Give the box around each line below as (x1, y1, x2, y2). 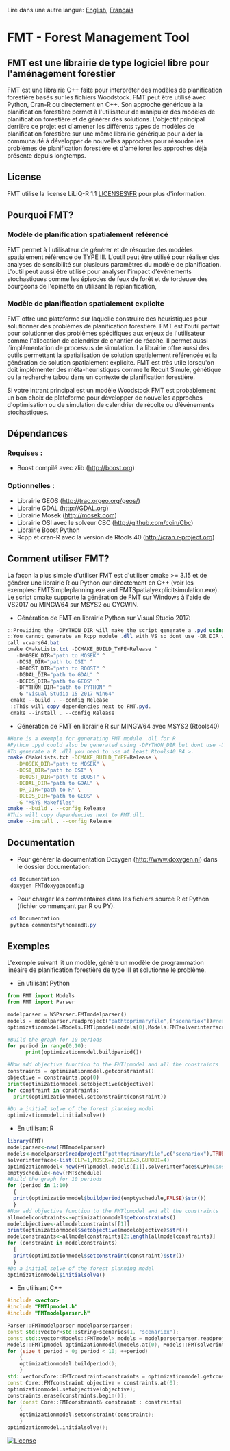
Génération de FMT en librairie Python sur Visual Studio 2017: (16, 613, 191, 622)
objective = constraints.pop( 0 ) (7, 1074, 99, 1081)
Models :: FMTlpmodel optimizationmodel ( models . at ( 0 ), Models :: (7, 1341, 188, 1348)
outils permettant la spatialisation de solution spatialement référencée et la (7, 351, 218, 359)
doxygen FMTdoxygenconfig (10, 882, 84, 889)
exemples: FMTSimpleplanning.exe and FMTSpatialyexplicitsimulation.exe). (7, 585, 219, 594)
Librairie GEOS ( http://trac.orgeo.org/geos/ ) (16, 496, 140, 504)
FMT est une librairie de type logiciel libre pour (7, 57, 210, 69)
